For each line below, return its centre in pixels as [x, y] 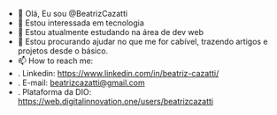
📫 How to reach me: [55, 61]
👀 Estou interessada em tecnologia [81, 23]
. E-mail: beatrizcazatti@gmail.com [81, 83]
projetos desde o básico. [63, 51]
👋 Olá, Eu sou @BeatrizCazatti [73, 14]
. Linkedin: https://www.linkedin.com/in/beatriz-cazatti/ [118, 73]
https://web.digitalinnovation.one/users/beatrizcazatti [115, 101]
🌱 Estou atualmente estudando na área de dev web [110, 32]
